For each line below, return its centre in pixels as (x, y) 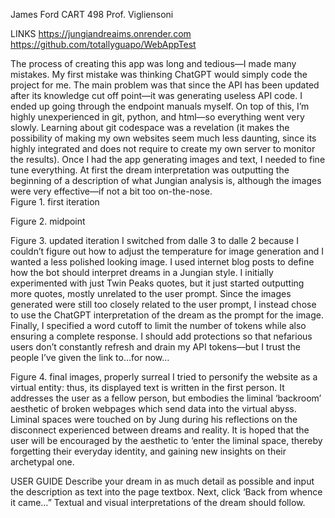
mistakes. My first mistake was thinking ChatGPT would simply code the (159, 74)
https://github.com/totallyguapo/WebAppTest (103, 44)
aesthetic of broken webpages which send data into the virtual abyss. (153, 408)
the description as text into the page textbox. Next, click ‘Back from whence (166, 492)
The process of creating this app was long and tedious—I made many (153, 63)
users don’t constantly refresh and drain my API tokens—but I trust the (155, 347)
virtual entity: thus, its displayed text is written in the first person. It (147, 387)
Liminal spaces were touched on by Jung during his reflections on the (154, 419)
